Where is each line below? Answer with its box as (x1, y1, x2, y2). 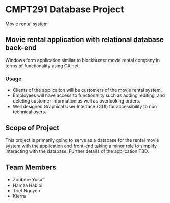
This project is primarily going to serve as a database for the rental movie (5, 137, 159, 143)
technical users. (12, 109, 47, 115)
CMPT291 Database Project (5, 4, 124, 15)
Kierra (12, 193, 26, 199)
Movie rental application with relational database (5, 35, 164, 44)
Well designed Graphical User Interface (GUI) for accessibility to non (12, 104, 157, 110)
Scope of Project (5, 124, 60, 132)
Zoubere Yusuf (12, 176, 44, 182)
